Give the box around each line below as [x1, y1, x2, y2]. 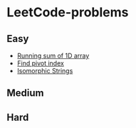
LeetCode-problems [6, 4, 129, 21]
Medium [6, 87, 44, 100]
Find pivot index [16, 59, 65, 68]
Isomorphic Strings [16, 67, 73, 75]
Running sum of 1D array [16, 51, 90, 60]
